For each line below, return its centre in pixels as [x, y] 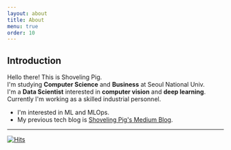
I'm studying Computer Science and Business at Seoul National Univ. [106, 85]
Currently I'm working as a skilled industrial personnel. [84, 99]
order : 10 [21, 33]
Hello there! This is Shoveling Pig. [55, 77]
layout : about [27, 13]
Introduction [34, 60]
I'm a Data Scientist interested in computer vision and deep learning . [107, 92]
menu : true [23, 26]
